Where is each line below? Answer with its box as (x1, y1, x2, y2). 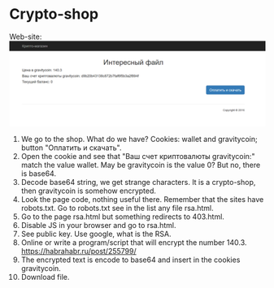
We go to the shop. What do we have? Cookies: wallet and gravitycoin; (20, 135, 259, 144)
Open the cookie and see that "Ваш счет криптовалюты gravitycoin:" (20, 152, 255, 161)
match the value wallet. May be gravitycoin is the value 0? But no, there (20, 160, 261, 170)
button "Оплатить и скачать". (20, 143, 122, 153)
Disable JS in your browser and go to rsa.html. (20, 221, 176, 230)
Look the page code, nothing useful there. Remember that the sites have (20, 195, 264, 204)
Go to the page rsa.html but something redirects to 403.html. (20, 212, 224, 221)
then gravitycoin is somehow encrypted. (20, 186, 157, 196)
